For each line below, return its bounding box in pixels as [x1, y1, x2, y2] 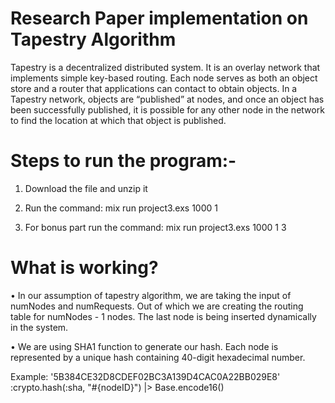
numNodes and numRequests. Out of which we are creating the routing [10, 300, 304, 312]
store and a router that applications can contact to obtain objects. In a [10, 82, 298, 94]
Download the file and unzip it [24, 182, 148, 194]
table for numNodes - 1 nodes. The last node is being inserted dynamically [10, 310, 317, 322]
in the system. [10, 321, 69, 333]
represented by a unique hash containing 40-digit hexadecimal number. [10, 351, 306, 363]
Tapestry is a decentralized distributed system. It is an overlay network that [10, 61, 321, 73]
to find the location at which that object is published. [10, 114, 227, 126]
